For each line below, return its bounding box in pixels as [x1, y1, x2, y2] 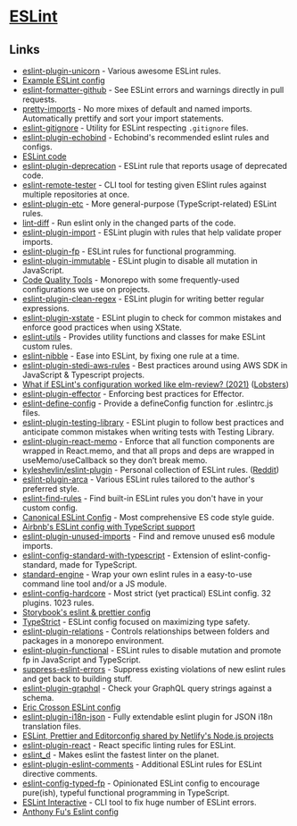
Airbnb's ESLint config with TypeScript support [21, 521, 195, 532]
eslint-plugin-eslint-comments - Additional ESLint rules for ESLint [21, 759, 262, 770]
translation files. [21, 721, 82, 731]
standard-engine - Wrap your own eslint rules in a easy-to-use [21, 569, 252, 579]
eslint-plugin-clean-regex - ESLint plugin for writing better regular [21, 293, 265, 304]
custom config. [21, 502, 78, 513]
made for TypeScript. [59, 560, 137, 569]
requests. [21, 94, 58, 105]
